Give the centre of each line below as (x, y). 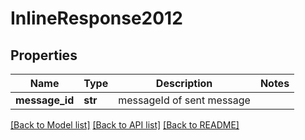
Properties (44, 55)
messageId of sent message (184, 100)
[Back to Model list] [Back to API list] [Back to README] (125, 125)
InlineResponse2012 (96, 18)
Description (184, 83)
